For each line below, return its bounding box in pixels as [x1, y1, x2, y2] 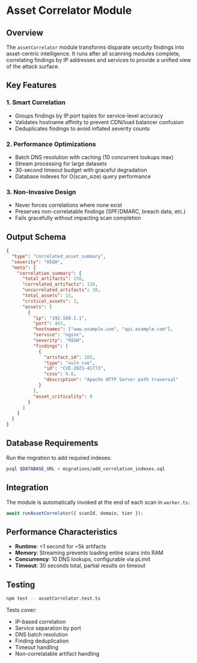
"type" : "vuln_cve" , [44, 360, 95, 366]
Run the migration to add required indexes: [6, 454, 112, 461]
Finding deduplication [14, 637, 69, 644]
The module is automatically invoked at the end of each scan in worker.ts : [6, 498, 190, 506]
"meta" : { [11, 265, 36, 271]
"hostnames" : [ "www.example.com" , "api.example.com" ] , [32, 326, 173, 332]
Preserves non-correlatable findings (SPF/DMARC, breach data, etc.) [14, 208, 186, 215]
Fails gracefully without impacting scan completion [14, 215, 141, 222]
